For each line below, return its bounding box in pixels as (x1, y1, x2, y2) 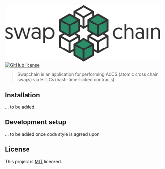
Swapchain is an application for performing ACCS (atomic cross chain (17, 72, 159, 77)
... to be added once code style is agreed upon (5, 131, 100, 137)
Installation (5, 91, 40, 99)
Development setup (5, 118, 67, 126)
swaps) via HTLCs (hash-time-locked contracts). (17, 77, 116, 83)
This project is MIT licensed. (5, 158, 62, 164)
